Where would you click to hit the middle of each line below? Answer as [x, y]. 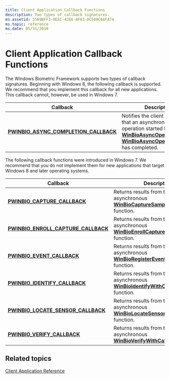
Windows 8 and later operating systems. [47, 171]
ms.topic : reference [27, 24]
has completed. [140, 147]
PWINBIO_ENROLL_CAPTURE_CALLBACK [58, 229]
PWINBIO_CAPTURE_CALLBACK [47, 202]
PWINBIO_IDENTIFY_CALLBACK [47, 283]
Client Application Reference [35, 371]
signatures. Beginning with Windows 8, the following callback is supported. [83, 84]
